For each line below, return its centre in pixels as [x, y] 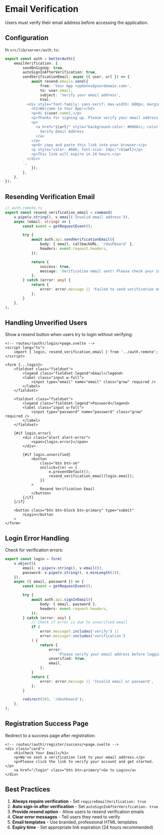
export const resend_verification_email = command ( [59, 212]
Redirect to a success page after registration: [51, 735]
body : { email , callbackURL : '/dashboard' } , [87, 244]
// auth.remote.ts [24, 208]
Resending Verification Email [50, 197]
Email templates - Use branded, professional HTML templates [75, 822]
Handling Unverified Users [46, 323]
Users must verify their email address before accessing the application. [77, 23]
